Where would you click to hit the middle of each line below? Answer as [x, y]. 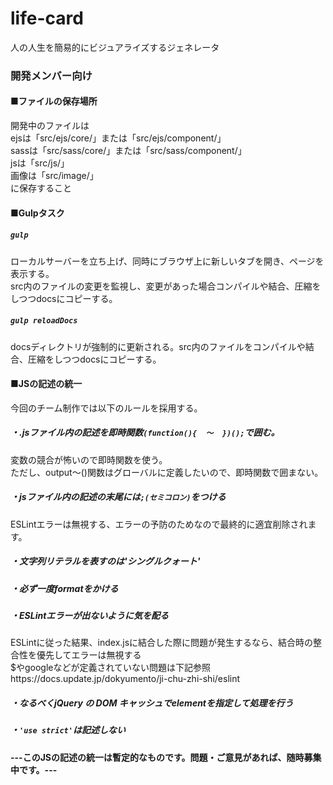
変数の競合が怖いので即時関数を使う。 [89, 459]
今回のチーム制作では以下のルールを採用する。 [106, 408]
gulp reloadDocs [44, 321]
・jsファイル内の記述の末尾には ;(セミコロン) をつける [118, 497]
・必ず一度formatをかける [64, 588]
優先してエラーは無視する [89, 655]
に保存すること [41, 188]
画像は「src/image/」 [54, 176]
